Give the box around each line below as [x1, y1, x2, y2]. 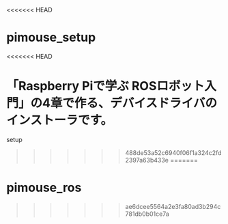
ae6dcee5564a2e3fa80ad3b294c [125, 202, 221, 210]
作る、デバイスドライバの [74, 96, 218, 111]
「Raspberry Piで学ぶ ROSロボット [6, 79, 205, 94]
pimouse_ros [6, 180, 82, 195]
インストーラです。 [6, 113, 113, 128]
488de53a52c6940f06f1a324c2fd [125, 148, 222, 156]
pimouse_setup [6, 30, 96, 45]
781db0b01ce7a [125, 210, 170, 218]
